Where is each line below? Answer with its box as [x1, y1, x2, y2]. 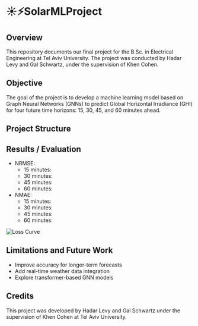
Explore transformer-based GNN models [14, 274, 114, 281]
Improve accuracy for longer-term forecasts [14, 261, 123, 268]
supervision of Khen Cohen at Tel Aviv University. [6, 313, 127, 320]
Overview [6, 32, 43, 42]
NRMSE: [14, 160, 36, 167]
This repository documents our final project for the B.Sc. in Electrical [6, 48, 174, 55]
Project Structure [6, 124, 71, 134]
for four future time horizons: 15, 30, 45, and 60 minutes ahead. [6, 106, 161, 114]
